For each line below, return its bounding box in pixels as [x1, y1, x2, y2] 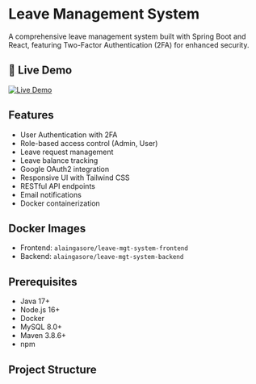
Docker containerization [19, 198, 101, 208]
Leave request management [19, 147, 114, 157]
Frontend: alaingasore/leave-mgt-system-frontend [19, 243, 188, 253]
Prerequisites [8, 275, 78, 289]
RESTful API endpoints [19, 181, 95, 190]
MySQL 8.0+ [19, 322, 63, 332]
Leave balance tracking [19, 155, 99, 165]
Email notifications [19, 190, 82, 199]
